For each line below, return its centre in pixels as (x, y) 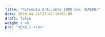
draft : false (18, 18)
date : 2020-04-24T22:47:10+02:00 (39, 14)
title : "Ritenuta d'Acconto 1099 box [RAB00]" (53, 9)
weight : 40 (17, 23)
